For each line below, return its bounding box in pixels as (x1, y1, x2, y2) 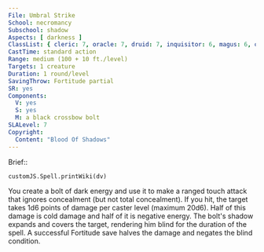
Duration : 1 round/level (8, 70, 90, 78)
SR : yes (8, 84, 34, 93)
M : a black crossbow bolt (15, 114, 101, 122)
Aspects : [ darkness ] (8, 33, 82, 42)
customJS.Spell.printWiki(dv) (8, 172, 108, 181)
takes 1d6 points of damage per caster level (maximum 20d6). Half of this (8, 203, 246, 212)
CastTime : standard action (8, 48, 97, 56)
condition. (8, 236, 41, 246)
